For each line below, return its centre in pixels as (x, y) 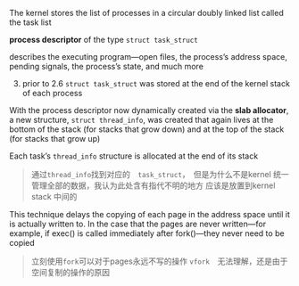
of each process (52, 93)
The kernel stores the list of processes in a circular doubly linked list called (146, 13)
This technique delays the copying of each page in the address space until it (149, 214)
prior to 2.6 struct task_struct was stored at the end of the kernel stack (156, 83)
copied (22, 243)
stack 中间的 (54, 196)
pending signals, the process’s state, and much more (106, 66)
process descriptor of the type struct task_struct (104, 40)
